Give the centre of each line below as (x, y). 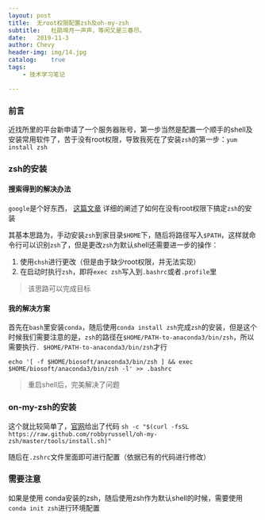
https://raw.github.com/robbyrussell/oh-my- (83, 434)
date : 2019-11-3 (38, 38)
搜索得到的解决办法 (40, 189)
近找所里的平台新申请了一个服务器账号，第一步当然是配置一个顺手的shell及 (131, 129)
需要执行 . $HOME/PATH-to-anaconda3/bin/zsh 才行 (88, 347)
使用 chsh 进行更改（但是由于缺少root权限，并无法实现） (110, 262)
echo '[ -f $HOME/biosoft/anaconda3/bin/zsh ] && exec (101, 362)
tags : (17, 67)
